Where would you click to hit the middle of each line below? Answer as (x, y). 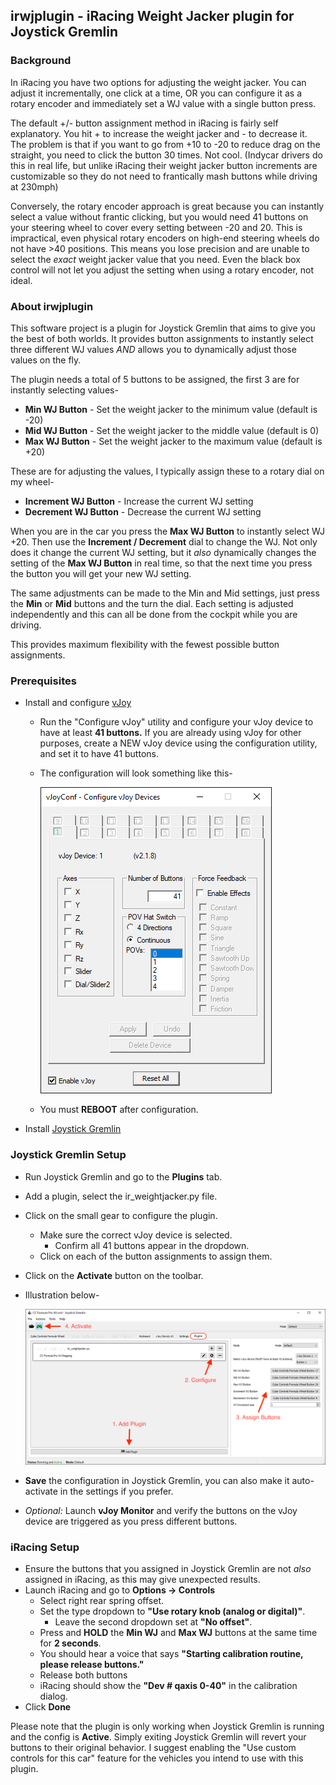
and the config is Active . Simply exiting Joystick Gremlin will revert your (158, 1737)
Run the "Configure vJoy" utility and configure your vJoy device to (176, 722)
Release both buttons (83, 1675)
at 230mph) (34, 186)
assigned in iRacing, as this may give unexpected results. (142, 1580)
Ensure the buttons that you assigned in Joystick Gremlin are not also (168, 1569)
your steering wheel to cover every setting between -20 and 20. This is (156, 227)
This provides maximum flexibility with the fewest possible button (145, 644)
